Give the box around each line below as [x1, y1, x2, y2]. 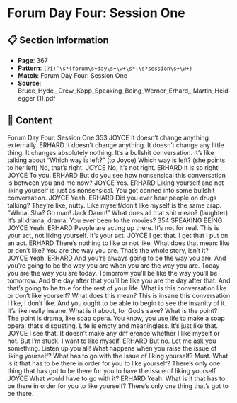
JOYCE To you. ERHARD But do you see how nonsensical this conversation [7, 171, 226, 179]
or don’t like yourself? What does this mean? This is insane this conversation [7, 291, 231, 300]
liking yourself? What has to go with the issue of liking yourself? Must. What [7, 351, 229, 360]
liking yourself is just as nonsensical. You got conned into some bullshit [7, 186, 215, 194]
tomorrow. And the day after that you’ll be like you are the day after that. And [7, 276, 231, 285]
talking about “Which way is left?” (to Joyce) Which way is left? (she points [7, 156, 226, 164]
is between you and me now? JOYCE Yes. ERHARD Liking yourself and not [7, 178, 224, 187]
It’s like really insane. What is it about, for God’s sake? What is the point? [7, 306, 218, 314]
